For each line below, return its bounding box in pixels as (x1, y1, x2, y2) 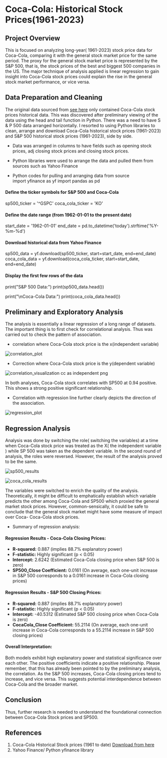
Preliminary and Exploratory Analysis (5, 308, 124, 316)
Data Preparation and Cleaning (5, 93, 103, 102)
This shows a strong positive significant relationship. (5, 385, 113, 391)
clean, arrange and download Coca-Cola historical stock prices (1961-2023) (5, 128, 161, 134)
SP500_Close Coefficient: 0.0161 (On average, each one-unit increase (12, 567, 158, 574)
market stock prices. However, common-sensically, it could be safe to (5, 503, 149, 509)
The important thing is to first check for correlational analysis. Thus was (5, 326, 153, 332)
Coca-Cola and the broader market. (5, 681, 79, 687)
